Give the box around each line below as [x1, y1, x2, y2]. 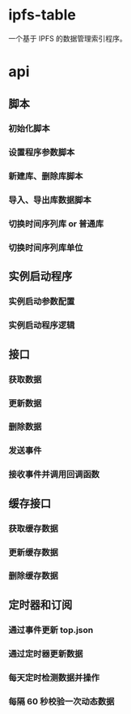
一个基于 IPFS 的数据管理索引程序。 [8, 33, 127, 43]
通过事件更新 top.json [8, 624, 94, 635]
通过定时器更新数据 [8, 647, 83, 659]
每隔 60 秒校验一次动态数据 [8, 695, 115, 707]
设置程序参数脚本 [8, 147, 75, 158]
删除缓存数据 [8, 570, 59, 582]
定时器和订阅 [8, 598, 73, 612]
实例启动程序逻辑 [8, 320, 75, 331]
